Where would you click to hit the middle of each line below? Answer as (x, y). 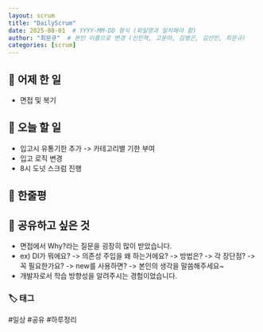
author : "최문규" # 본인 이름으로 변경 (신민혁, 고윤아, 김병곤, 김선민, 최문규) (127, 38)
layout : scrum (32, 16)
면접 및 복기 (38, 100)
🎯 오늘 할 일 (35, 128)
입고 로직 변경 (41, 158)
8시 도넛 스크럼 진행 (50, 168)
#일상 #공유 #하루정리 (43, 320)
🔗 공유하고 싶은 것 (49, 225)
